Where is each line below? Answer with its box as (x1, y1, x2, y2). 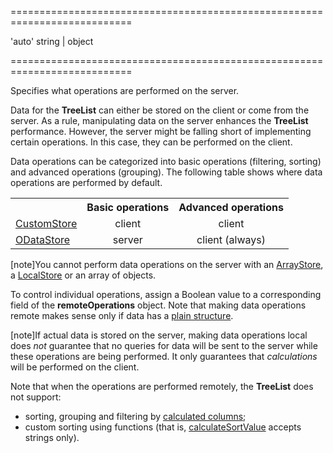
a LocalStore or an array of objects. (10, 269, 157, 281)
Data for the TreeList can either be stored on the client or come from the (10, 104, 310, 116)
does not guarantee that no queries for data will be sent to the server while (10, 340, 318, 351)
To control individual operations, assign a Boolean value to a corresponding (10, 289, 322, 300)
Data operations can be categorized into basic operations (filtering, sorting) (10, 156, 322, 167)
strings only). (24, 432, 80, 443)
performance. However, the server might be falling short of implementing (10, 126, 312, 137)
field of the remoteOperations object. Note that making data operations (10, 299, 307, 311)
